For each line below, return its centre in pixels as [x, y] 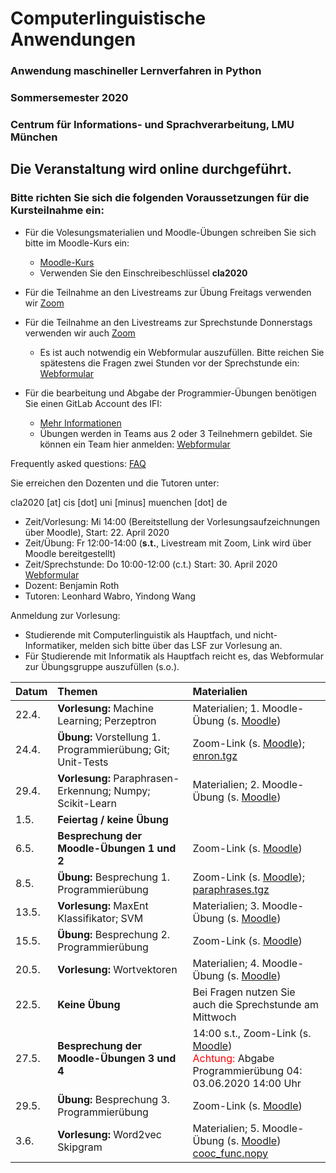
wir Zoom [44, 303]
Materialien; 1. [226, 708]
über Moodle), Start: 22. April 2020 [97, 532]
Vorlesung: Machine [105, 708]
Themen [77, 691]
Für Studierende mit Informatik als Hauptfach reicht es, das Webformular [174, 656]
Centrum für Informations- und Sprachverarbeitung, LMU [152, 124]
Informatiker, [51, 645]
